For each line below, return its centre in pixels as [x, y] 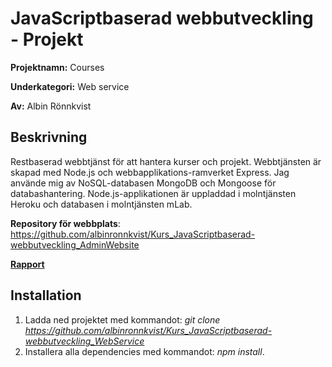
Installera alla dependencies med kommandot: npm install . [144, 351]
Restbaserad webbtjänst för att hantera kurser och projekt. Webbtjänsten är [166, 161]
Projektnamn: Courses [57, 67]
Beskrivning [49, 137]
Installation [46, 295]
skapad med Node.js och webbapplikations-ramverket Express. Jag [150, 172]
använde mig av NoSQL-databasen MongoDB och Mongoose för [143, 183]
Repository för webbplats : [65, 223]
